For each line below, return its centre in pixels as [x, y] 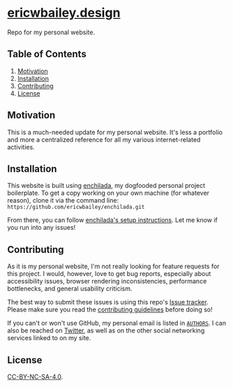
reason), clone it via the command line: [63, 200]
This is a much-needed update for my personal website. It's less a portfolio [115, 132]
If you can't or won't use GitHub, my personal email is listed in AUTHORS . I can [117, 323]
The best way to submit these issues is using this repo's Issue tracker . [108, 302]
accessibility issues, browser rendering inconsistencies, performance [107, 282]
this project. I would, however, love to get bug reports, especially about [109, 274]
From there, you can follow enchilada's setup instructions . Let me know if [113, 220]
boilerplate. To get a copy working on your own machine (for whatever [108, 193]
